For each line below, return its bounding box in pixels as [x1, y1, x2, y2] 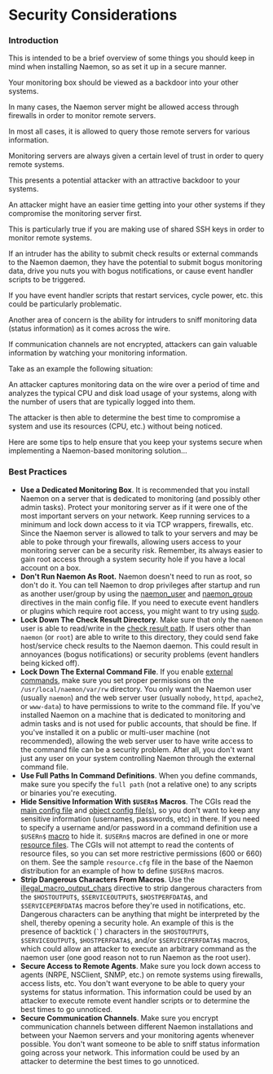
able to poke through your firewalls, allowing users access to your [20, 536, 242, 547]
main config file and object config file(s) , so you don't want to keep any [20, 805, 261, 815]
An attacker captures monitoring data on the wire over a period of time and [8, 380, 260, 390]
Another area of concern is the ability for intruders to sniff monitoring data [8, 315, 258, 325]
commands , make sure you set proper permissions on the [20, 675, 214, 685]
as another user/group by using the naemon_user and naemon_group [20, 588, 253, 598]
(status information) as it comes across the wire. [8, 324, 171, 333]
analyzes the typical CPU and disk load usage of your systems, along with [8, 389, 257, 398]
